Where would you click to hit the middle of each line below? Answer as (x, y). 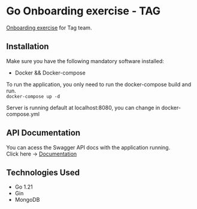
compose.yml (23, 114)
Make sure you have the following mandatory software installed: (85, 61)
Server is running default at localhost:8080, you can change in (83, 108)
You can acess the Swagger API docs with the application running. (88, 147)
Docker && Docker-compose (50, 73)
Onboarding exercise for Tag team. (49, 28)
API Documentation (43, 133)
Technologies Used (43, 172)
